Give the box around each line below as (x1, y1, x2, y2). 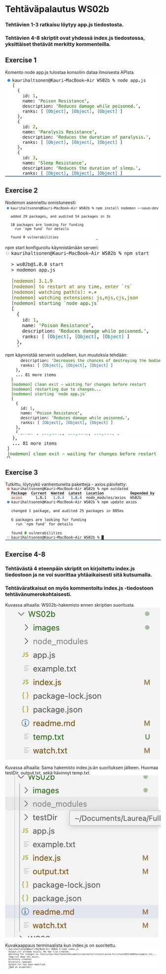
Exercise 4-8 (5, 550, 46, 558)
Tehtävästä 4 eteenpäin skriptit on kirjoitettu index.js (5, 565, 135, 572)
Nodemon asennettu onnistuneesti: (5, 200, 77, 206)
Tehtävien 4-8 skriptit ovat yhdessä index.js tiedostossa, (5, 35, 145, 42)
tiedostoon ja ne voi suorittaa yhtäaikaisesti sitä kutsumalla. (5, 571, 152, 578)
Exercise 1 (5, 56, 37, 65)
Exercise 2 (5, 186, 38, 195)
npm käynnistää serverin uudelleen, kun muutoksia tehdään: (5, 351, 127, 358)
